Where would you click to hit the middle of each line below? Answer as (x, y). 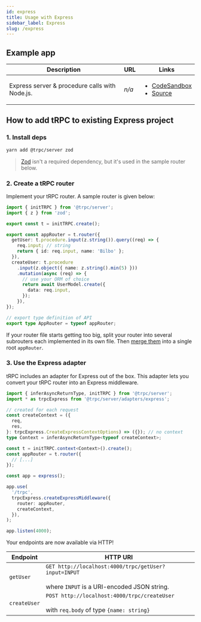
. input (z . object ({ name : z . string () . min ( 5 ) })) (77, 268)
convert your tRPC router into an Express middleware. (72, 382)
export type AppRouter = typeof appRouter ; (61, 323)
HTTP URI (119, 557)
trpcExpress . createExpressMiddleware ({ (61, 498)
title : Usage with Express (40, 17)
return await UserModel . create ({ (64, 285)
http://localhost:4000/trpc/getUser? (112, 567)
